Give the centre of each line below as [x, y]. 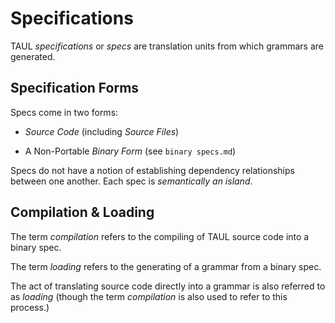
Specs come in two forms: [64, 112]
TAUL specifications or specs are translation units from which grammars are [167, 46]
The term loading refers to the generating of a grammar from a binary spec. [166, 266]
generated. [33, 56]
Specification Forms [75, 88]
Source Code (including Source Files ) [102, 131]
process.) [30, 307]
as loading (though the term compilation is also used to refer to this [149, 296]
